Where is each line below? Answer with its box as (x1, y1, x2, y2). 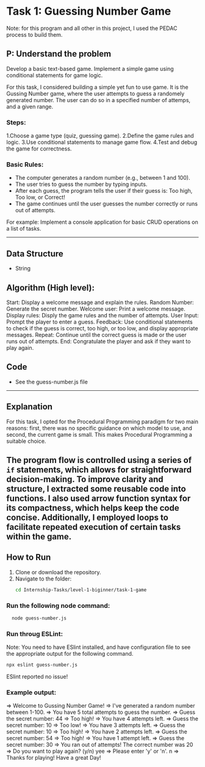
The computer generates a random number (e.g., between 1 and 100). (15, 174, 190, 182)
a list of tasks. (6, 225, 41, 232)
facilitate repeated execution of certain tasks (6, 522, 181, 532)
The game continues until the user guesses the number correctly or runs (15, 200, 198, 207)
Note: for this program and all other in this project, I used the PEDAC (6, 24, 178, 32)
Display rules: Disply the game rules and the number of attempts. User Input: (6, 311, 199, 319)
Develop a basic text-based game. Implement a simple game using (6, 65, 174, 72)
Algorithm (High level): (6, 283, 95, 293)
